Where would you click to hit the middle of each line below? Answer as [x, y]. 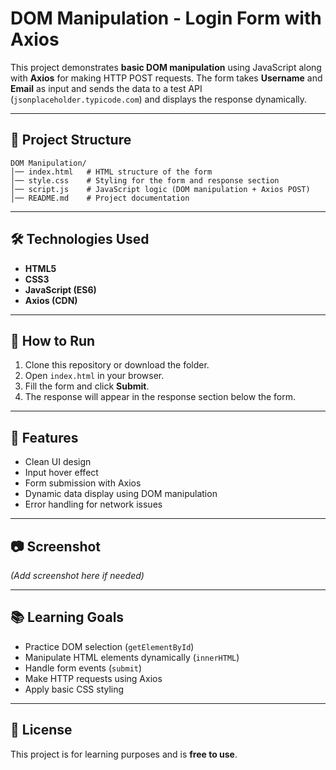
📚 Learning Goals [67, 617]
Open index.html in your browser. [94, 376]
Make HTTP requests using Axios [93, 678]
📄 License [41, 730]
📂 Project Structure [71, 140]
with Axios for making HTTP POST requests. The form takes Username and [166, 78]
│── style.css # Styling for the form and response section [145, 180]
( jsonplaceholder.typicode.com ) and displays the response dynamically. [159, 99]
